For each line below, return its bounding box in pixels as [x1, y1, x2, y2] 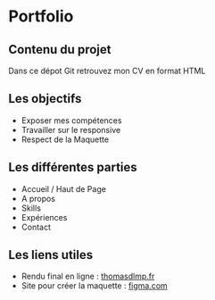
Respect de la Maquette [21, 134, 109, 145]
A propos [21, 193, 55, 204]
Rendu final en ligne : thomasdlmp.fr [21, 271, 155, 282]
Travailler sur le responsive [21, 124, 121, 135]
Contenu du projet [8, 42, 112, 57]
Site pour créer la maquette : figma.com [21, 280, 169, 291]
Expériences [21, 212, 68, 222]
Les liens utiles [8, 247, 94, 262]
